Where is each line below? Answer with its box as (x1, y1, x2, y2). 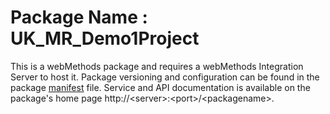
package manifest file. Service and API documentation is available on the (10, 81, 311, 93)
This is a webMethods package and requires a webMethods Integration (10, 60, 304, 72)
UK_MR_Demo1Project (10, 27, 200, 50)
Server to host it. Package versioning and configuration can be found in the (10, 71, 320, 83)
